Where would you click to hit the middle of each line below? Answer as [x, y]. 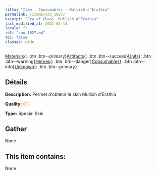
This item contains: [35, 156]
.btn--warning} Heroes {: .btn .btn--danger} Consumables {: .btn [69, 61]
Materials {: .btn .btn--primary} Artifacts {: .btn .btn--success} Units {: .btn [78, 56]
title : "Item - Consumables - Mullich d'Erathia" [57, 10]
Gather [16, 129]
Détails [16, 82]
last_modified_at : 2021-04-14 [36, 24]
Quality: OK [17, 104]
